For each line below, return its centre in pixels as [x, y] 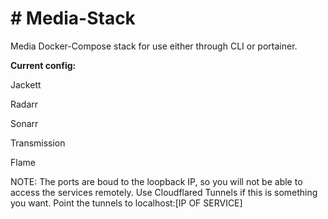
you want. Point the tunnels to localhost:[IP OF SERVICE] [126, 203]
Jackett [26, 84]
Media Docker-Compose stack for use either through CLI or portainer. [154, 46]
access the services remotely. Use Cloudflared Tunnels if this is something [164, 192]
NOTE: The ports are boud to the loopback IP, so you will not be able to [156, 181]
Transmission [38, 143]
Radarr [24, 104]
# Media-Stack [73, 18]
